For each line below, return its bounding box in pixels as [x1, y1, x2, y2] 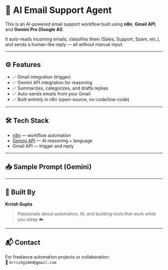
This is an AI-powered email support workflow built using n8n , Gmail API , [5, 21, 157, 27]
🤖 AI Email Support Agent [5, 4, 112, 16]
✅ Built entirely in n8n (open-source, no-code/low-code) [12, 96, 129, 102]
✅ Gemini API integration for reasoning [12, 79, 92, 85]
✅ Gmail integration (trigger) [12, 73, 71, 79]
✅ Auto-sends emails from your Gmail [12, 90, 91, 96]
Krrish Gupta [5, 201, 32, 207]
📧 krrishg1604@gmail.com [5, 259, 56, 265]
